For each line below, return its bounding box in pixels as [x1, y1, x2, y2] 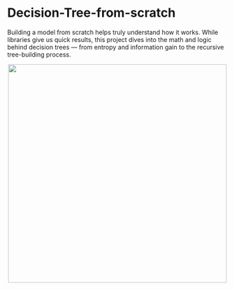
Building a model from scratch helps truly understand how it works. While [7, 28, 219, 36]
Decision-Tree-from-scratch [7, 5, 176, 21]
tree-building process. [7, 50, 71, 59]
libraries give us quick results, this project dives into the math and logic [7, 35, 212, 43]
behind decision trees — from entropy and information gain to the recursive [7, 43, 224, 51]
